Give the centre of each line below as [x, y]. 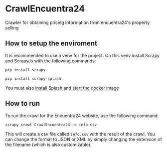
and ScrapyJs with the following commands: [51, 61]
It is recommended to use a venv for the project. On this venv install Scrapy [83, 55]
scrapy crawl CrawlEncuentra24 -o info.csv [51, 125]
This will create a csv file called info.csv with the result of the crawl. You [80, 134]
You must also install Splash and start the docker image [62, 88]
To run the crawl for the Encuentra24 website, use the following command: [82, 116]
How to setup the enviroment [51, 44]
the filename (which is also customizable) [48, 145]
